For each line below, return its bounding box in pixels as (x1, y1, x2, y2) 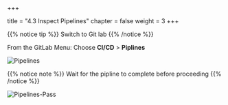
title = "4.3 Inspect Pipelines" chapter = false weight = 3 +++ (7, 17, 179, 25)
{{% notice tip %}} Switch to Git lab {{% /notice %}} (7, 30, 154, 38)
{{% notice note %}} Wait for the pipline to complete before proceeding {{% (7, 70, 222, 78)
